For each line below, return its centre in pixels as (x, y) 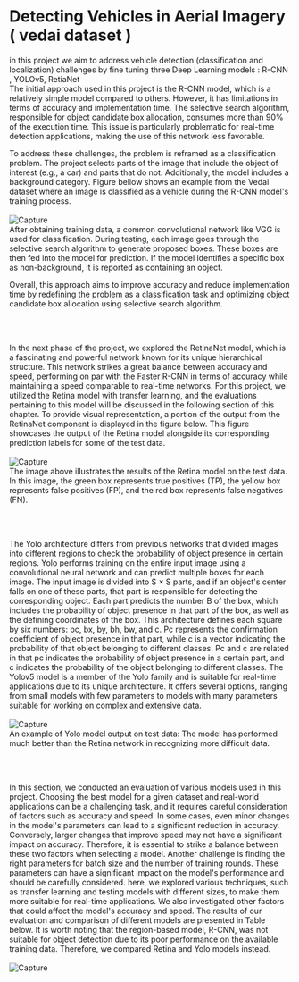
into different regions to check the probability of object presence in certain (146, 553)
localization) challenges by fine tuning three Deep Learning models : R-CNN (149, 70)
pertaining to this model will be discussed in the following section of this (142, 405)
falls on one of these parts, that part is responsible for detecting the (133, 591)
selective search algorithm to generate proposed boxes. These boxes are (144, 248)
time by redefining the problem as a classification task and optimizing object (149, 294)
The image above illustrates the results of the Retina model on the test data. (148, 471)
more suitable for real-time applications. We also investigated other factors (147, 901)
